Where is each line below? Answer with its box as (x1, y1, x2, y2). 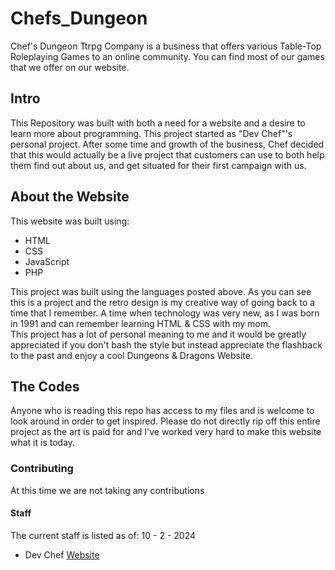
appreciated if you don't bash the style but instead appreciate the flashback (10, 338, 323, 351)
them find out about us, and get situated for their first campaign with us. (10, 159, 307, 171)
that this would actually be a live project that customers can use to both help (10, 148, 325, 161)
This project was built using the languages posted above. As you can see (10, 285, 312, 297)
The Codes (10, 378, 80, 395)
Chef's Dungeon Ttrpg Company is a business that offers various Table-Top (10, 40, 322, 52)
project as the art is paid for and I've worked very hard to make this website (10, 426, 322, 438)
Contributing (10, 462, 74, 476)
